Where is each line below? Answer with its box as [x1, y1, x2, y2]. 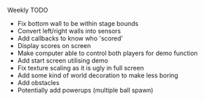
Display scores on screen [17, 42, 91, 49]
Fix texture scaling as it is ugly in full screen [17, 64, 144, 72]
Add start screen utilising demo [17, 56, 109, 65]
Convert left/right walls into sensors [17, 27, 121, 35]
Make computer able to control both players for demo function [17, 49, 198, 57]
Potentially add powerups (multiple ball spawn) [17, 86, 154, 94]
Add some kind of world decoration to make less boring [17, 71, 179, 79]
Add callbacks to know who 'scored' [17, 34, 124, 42]
